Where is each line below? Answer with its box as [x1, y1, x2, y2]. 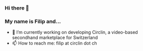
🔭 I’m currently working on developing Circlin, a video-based [12, 29, 138, 35]
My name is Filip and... [5, 17, 61, 24]
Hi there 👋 [5, 4, 30, 11]
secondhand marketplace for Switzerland [12, 34, 98, 40]
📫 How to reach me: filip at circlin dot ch [12, 40, 97, 46]
